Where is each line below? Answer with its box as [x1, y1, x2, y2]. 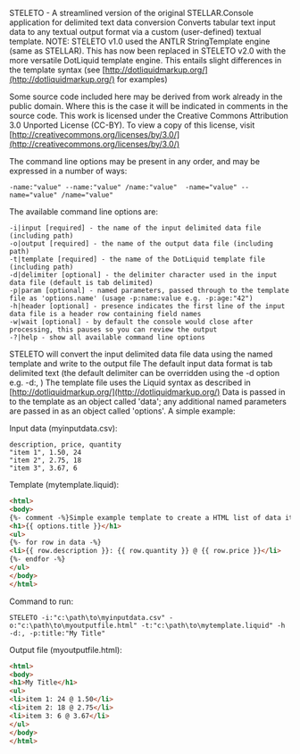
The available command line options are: [9, 206, 159, 217]
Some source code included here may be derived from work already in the [9, 91, 283, 102]
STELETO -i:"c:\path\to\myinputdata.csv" [9, 613, 166, 622]
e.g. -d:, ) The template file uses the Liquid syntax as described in [9, 377, 252, 388]
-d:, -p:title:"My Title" [9, 629, 105, 638]
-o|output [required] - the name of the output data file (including [9, 239, 274, 248]
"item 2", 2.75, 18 [9, 456, 82, 465]
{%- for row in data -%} [9, 538, 102, 548]
